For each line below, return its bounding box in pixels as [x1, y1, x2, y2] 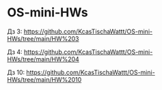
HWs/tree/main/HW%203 [7, 34, 79, 42]
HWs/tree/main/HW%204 [7, 55, 80, 63]
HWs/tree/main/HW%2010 [7, 75, 82, 83]
